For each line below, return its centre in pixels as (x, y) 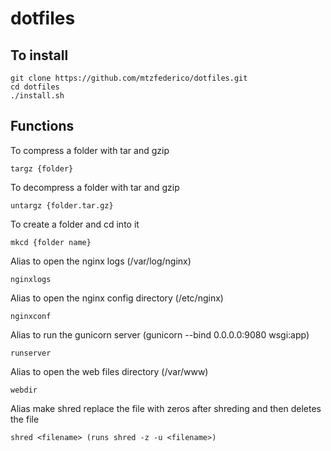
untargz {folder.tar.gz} (62, 205)
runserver (31, 353)
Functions (42, 126)
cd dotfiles (35, 87)
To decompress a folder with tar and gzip (95, 187)
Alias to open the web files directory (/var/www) (109, 371)
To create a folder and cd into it (75, 224)
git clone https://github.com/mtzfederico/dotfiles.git (129, 78)
